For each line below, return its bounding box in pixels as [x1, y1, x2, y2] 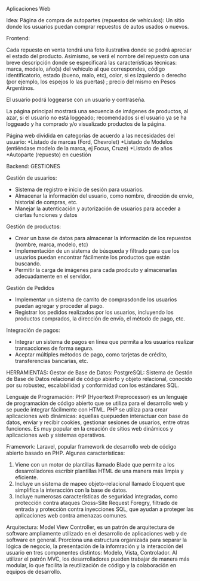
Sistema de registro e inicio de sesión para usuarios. [14, 186, 144, 193]
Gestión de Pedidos [6, 285, 55, 291]
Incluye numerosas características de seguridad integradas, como [14, 493, 178, 500]
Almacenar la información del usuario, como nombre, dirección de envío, [14, 192, 194, 199]
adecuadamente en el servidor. [14, 273, 91, 280]
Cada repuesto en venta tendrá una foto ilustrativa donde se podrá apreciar [6, 46, 192, 53]
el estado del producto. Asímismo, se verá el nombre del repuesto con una [6, 53, 190, 59]
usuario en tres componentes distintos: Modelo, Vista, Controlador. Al [6, 549, 177, 556]
